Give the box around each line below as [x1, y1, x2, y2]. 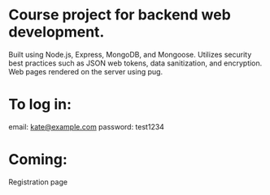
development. [8, 23, 105, 41]
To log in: [8, 95, 72, 114]
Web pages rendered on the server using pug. [8, 66, 163, 76]
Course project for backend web [8, 6, 232, 24]
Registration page [8, 176, 67, 187]
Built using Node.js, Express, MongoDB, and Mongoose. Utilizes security [8, 49, 252, 59]
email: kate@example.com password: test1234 [8, 121, 165, 131]
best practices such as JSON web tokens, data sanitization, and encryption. [8, 58, 263, 68]
